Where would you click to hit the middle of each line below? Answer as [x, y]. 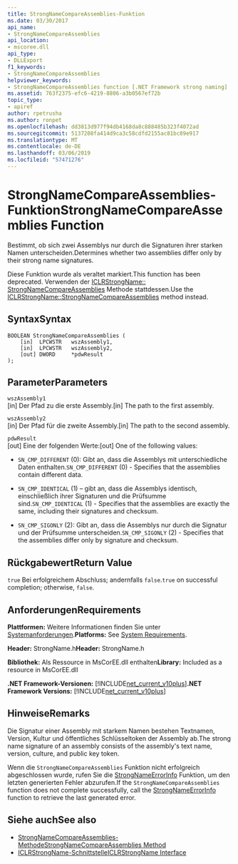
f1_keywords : [27, 67]
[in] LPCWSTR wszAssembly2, [67, 348]
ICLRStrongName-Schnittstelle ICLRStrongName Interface [102, 852]
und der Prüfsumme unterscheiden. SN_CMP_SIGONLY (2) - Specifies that [120, 533]
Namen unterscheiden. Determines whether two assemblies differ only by [115, 252]
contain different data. [50, 475]
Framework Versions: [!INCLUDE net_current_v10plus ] [87, 691]
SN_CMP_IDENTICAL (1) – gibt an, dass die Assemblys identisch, [107, 488]
